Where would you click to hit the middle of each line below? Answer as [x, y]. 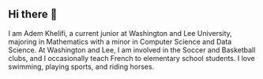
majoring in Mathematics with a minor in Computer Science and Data [120, 41]
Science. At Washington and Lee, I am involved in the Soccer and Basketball [132, 50]
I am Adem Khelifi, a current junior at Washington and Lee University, [120, 33]
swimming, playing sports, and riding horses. [81, 66]
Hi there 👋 [33, 14]
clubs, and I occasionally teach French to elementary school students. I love [131, 58]
